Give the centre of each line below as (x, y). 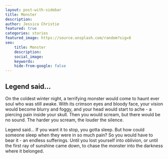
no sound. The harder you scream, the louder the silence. (64, 120)
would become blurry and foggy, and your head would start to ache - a (78, 109)
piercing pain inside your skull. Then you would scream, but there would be (83, 114)
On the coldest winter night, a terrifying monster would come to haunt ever (82, 98)
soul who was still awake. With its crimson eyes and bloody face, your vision (84, 104)
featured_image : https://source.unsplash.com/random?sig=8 (68, 38)
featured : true (21, 29)
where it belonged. (25, 151)
